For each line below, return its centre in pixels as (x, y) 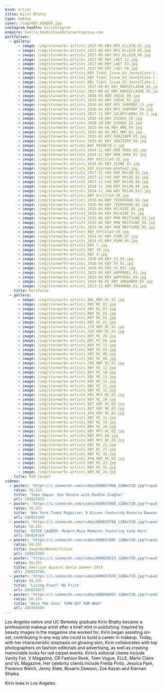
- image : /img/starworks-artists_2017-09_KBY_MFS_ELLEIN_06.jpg (84, 55)
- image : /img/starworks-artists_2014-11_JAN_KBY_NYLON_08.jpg (83, 186)
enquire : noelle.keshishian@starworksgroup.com (54, 32)
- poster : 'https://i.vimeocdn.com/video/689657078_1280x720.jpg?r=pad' (84, 576)
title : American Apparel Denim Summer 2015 (58, 567)
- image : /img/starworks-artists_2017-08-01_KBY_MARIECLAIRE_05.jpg (89, 91)
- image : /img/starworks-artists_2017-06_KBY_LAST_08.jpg (78, 69)
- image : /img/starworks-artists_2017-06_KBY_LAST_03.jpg (78, 64)
